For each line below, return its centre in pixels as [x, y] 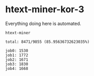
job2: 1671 [17, 60]
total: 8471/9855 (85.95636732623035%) [48, 42]
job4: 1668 [17, 68]
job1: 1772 [17, 55]
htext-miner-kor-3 [45, 9]
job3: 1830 [17, 64]
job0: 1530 [17, 50]
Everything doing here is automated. [43, 23]
